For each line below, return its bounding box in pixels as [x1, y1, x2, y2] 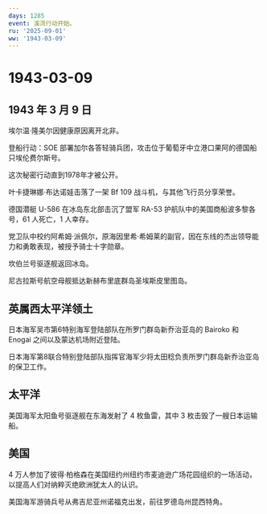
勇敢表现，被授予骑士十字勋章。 [22, 242, 129, 251]
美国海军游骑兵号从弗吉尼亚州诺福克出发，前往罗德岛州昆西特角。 [8, 496, 227, 506]
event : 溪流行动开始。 [8, 19, 76, 27]
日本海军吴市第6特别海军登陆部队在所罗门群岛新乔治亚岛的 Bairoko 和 [8, 325, 240, 334]
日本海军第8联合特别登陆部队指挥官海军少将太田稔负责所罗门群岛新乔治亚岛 [8, 352, 260, 362]
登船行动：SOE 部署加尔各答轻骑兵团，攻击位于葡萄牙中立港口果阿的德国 [8, 143, 251, 153]
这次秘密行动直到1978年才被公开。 [8, 170, 123, 180]
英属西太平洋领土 [8, 301, 93, 315]
